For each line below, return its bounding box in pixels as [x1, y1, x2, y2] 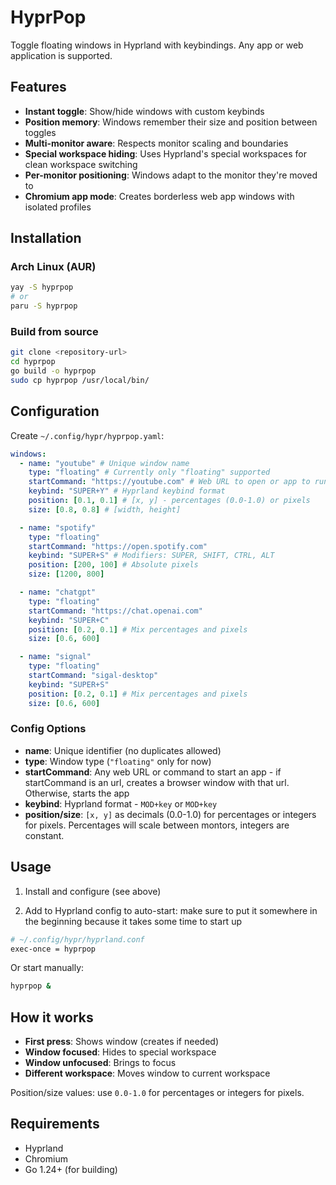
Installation [10, 230, 82, 247]
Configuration [10, 403, 100, 420]
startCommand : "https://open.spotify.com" [28, 541, 208, 551]
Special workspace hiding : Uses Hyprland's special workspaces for [24, 147, 307, 160]
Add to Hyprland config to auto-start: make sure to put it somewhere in [24, 904, 318, 916]
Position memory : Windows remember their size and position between [24, 116, 318, 128]
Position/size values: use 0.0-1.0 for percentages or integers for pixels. [10, 1087, 305, 1099]
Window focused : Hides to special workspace [24, 1046, 217, 1058]
